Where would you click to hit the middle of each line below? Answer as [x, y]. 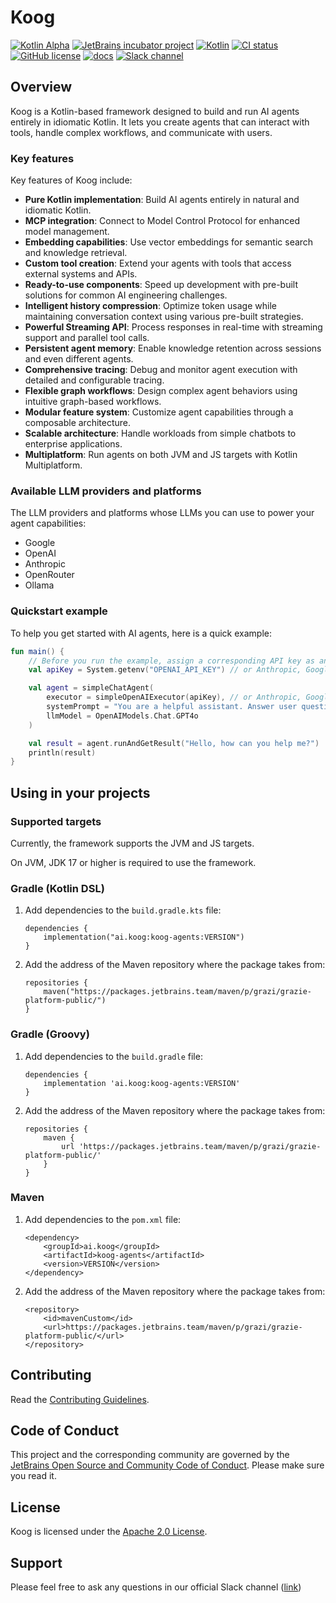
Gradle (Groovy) [50, 1034]
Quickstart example [59, 611]
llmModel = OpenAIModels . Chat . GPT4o [122, 716]
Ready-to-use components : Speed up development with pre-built [161, 285]
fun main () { [37, 651]
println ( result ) [62, 752]
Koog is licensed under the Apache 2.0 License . [109, 1532]
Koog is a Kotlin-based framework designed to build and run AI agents [155, 111]
